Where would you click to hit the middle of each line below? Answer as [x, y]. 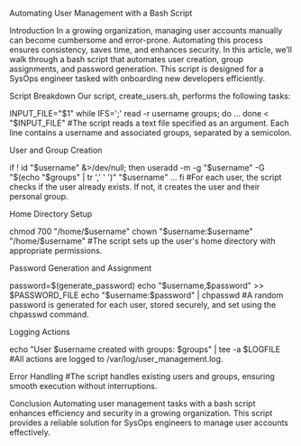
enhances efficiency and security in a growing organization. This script [141, 413]
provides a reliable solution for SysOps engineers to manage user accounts [149, 423]
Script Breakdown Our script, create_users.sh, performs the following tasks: [150, 96]
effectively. [30, 432]
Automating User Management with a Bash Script [101, 13]
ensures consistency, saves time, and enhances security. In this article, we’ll [151, 50]
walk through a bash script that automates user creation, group [126, 59]
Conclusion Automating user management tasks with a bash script [132, 404]
